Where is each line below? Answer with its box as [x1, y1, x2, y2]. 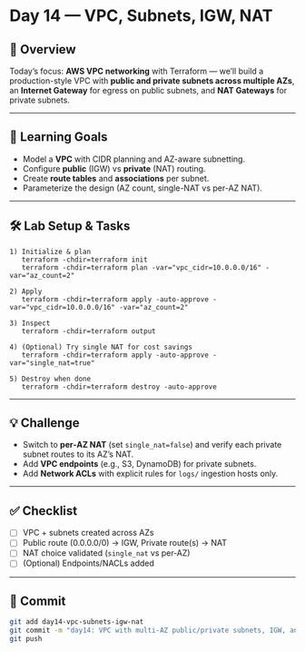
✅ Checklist [9, 503, 78, 519]
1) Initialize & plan [9, 247, 92, 256]
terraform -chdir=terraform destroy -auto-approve [21, 382, 218, 391]
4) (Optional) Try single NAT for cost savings [9, 342, 193, 351]
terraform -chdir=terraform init [21, 255, 148, 264]
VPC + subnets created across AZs [22, 528, 154, 538]
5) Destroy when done [9, 374, 92, 383]
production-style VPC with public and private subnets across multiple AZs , [9, 75, 295, 86]
